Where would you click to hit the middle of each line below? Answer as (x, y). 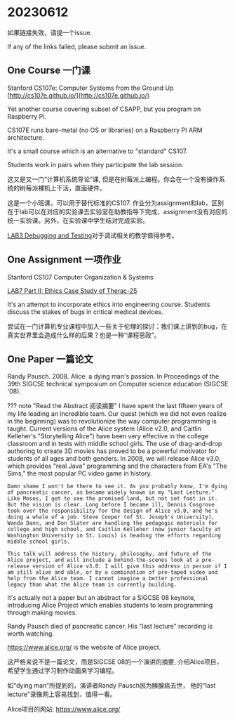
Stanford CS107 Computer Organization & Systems (80, 277)
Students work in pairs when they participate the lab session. (95, 164)
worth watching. (31, 634)
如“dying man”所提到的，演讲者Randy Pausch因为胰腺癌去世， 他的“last (112, 686)
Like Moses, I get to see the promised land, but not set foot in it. (113, 499)
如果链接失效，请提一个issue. (50, 32)
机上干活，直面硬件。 (75, 188)
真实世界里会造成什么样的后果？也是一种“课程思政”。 (84, 335)
